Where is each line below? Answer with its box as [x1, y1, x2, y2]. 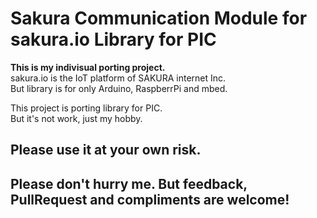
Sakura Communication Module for [10, 7, 308, 30]
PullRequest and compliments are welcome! [10, 191, 290, 208]
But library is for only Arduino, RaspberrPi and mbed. [10, 82, 228, 94]
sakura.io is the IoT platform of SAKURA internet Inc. [10, 72, 227, 84]
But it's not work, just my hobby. [10, 112, 143, 124]
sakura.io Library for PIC [10, 28, 217, 51]
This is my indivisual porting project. [10, 61, 166, 73]
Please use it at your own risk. [10, 142, 202, 159]
